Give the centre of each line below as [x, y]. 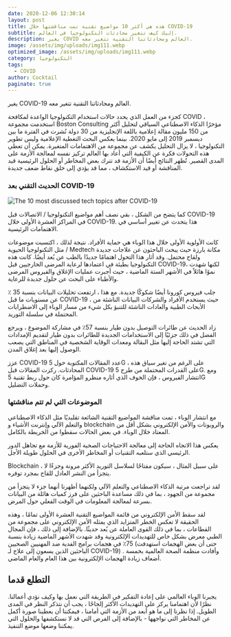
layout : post [26, 20]
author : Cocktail [33, 77]
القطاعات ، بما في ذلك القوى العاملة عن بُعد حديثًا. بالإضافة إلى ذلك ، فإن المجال [110, 529]
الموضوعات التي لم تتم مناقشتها [55, 402]
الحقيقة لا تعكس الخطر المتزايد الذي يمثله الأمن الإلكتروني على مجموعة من [103, 521]
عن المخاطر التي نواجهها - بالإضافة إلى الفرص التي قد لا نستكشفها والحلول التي [109, 618]
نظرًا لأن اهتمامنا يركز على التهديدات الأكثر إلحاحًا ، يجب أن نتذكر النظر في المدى [110, 603]
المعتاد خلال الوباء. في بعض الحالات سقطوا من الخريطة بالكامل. [89, 431]
